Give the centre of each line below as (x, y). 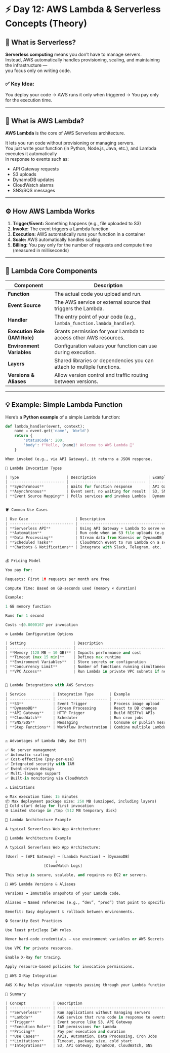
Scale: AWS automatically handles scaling (56, 239)
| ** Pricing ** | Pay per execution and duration (65, 1031)
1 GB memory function (28, 607)
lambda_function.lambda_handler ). (95, 323)
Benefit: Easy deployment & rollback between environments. (70, 911)
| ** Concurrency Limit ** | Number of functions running (72, 667)
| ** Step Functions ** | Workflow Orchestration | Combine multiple (78, 727)
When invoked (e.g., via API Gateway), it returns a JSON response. (79, 459)
